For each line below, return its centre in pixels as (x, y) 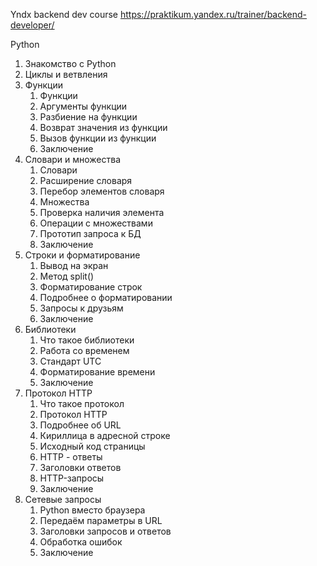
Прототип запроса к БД (90, 233)
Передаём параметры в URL (101, 520)
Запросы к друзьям (81, 308)
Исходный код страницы (92, 446)
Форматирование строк (91, 287)
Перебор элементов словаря (102, 191)
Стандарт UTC (70, 361)
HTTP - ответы (71, 457)
